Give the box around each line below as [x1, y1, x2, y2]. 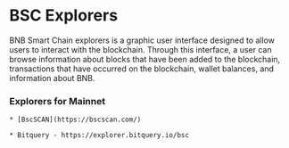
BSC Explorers [9, 5, 119, 26]
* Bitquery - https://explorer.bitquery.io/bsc [9, 131, 190, 140]
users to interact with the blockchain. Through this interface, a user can [9, 44, 272, 54]
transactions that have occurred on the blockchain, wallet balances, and [9, 63, 275, 74]
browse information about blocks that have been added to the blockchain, [9, 53, 281, 64]
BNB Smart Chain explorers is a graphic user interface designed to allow [9, 35, 275, 45]
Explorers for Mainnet [9, 95, 105, 107]
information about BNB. [9, 72, 95, 83]
